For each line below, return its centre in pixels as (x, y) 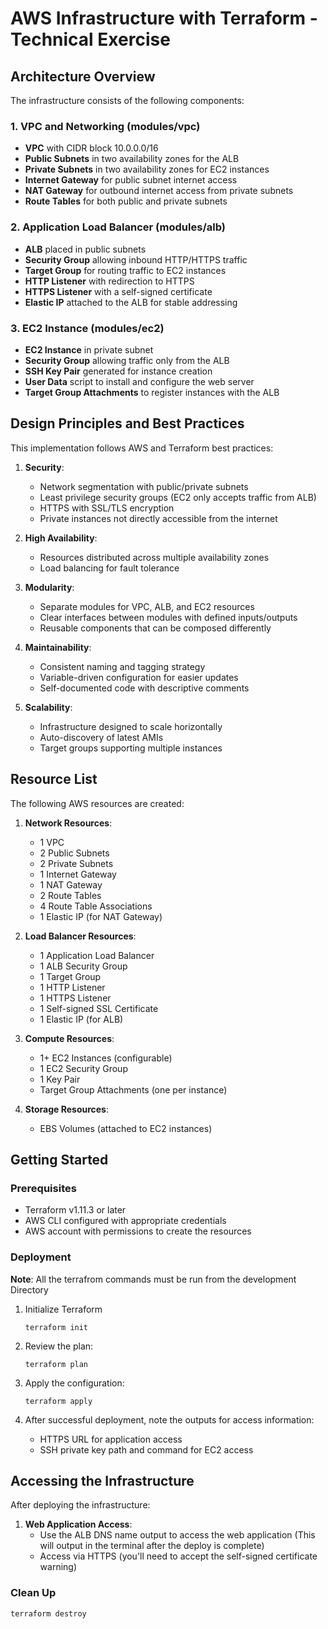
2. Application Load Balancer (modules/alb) (118, 227)
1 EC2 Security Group (83, 1068)
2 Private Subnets (76, 863)
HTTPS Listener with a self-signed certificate (118, 291)
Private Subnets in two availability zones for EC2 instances (147, 169)
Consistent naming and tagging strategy (122, 666)
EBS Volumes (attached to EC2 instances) (126, 1128)
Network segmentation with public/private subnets (144, 486)
